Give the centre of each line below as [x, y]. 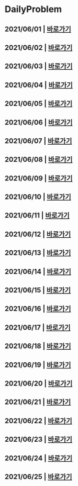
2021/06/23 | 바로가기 [38, 440]
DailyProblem [33, 9]
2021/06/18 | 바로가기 [38, 346]
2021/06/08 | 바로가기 [39, 160]
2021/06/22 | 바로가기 [38, 421]
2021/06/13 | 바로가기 [38, 253]
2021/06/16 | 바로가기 [38, 309]
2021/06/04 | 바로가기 [39, 85]
